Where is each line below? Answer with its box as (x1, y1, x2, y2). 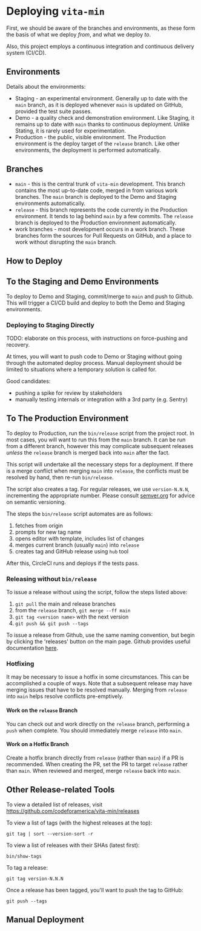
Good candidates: (6, 378, 51, 385)
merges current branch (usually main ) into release (15, 541, 140, 549)
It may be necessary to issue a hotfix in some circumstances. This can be (6, 673, 189, 680)
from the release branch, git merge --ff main (15, 607, 131, 614)
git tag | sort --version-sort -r (6, 831, 94, 837)
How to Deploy (6, 255, 63, 266)
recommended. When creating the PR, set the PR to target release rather (6, 760, 188, 767)
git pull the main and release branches (15, 600, 116, 607)
